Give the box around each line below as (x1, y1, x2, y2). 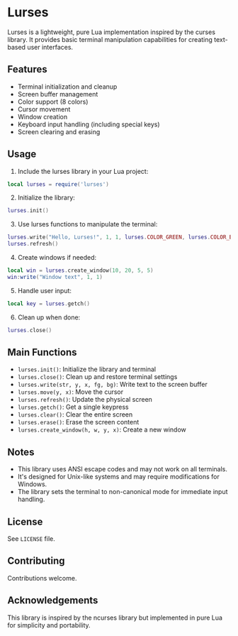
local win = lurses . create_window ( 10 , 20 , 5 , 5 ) (7, 267, 154, 274)
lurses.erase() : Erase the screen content (17, 418, 140, 427)
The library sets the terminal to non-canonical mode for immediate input (17, 488, 228, 496)
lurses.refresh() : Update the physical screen (17, 395, 152, 404)
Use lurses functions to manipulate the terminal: (17, 220, 158, 229)
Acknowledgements (7, 594, 98, 607)
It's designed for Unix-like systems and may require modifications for (17, 473, 220, 481)
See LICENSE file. (7, 534, 55, 543)
